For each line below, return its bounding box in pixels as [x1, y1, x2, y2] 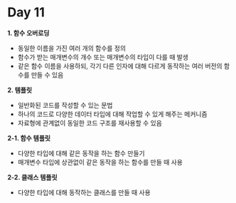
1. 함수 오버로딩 [7, 28, 50, 37]
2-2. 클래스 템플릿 [7, 172, 58, 182]
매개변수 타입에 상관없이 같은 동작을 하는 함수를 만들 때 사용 [17, 157, 183, 166]
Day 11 [7, 4, 45, 21]
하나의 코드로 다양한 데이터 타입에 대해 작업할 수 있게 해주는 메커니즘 [17, 110, 208, 118]
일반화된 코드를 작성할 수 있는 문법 [17, 100, 113, 109]
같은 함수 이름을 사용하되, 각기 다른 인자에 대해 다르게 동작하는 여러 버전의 [17, 61, 222, 70]
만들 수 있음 [31, 71, 64, 79]
